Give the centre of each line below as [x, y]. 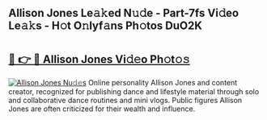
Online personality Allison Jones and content [163, 83]
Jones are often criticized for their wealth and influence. [102, 109]
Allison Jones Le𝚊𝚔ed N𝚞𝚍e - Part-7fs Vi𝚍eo [124, 13]
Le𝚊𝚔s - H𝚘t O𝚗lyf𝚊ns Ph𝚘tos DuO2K [105, 26]
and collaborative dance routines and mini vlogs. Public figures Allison [125, 100]
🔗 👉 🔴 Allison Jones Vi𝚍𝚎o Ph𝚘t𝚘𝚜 [99, 59]
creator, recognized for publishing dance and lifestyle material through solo [134, 91]
